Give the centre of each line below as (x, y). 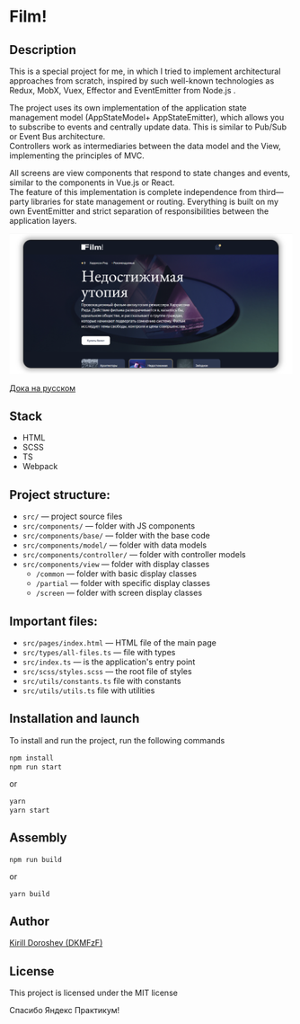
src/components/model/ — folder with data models (115, 545)
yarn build (30, 894)
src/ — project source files (72, 516)
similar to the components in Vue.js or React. (92, 183)
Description (43, 50)
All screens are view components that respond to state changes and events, (150, 173)
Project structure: (60, 495)
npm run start (36, 767)
